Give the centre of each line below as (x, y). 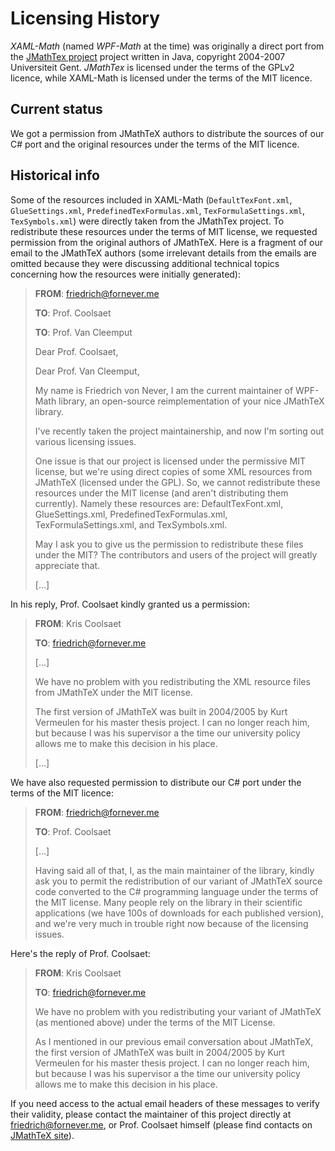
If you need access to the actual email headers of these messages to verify (165, 1103)
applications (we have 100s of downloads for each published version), (179, 913)
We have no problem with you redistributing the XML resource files (172, 681)
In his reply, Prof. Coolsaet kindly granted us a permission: (130, 604)
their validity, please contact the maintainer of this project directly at (151, 1114)
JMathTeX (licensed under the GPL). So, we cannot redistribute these (177, 482)
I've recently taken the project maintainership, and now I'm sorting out (179, 431)
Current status (56, 109)
